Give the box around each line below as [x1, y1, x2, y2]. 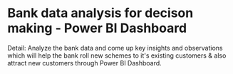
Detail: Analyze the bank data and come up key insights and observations [7, 43, 223, 52]
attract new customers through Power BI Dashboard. [7, 58, 162, 67]
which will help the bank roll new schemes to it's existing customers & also [7, 51, 227, 60]
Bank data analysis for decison [7, 5, 194, 21]
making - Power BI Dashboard [7, 20, 187, 36]
